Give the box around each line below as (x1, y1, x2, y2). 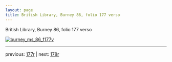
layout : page (5, 7, 33, 13)
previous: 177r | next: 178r (5, 51, 59, 57)
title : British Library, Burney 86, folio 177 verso (5, 12, 120, 17)
